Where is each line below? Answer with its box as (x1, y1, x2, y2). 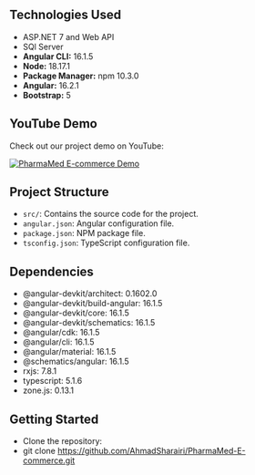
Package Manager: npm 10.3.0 (22, 70, 139, 81)
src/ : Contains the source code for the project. (22, 209, 199, 220)
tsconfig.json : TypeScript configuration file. (22, 237, 190, 249)
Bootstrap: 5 (22, 89, 71, 100)
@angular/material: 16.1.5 (22, 346, 117, 357)
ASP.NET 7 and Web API (22, 31, 115, 42)
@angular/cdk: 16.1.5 (22, 327, 100, 338)
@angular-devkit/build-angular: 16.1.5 (22, 298, 163, 309)
